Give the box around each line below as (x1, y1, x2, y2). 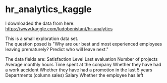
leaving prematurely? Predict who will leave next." (5, 46, 109, 52)
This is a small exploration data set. (5, 35, 79, 41)
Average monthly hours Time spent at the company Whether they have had (5, 61, 161, 67)
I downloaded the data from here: (5, 20, 75, 26)
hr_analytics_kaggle (5, 4, 92, 15)
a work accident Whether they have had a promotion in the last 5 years (5, 67, 152, 73)
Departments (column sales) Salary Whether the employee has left (5, 72, 144, 78)
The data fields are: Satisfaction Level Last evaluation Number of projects (5, 56, 158, 62)
